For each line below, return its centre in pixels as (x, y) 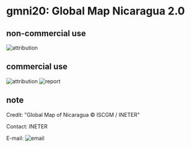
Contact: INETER (27, 126)
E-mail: (15, 138)
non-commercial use (46, 33)
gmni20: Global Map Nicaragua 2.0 (95, 11)
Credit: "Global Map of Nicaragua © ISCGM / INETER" (73, 114)
